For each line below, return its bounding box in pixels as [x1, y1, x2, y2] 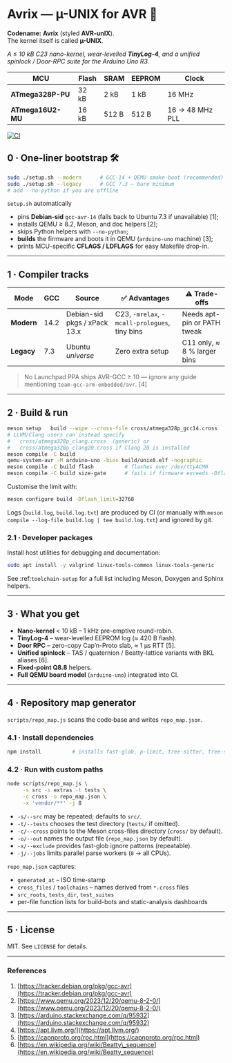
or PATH [193, 318, 221, 327]
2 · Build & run [7, 407, 68, 419]
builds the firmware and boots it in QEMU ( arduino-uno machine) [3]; [17, 235, 213, 243]
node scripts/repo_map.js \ [7, 781, 88, 787]
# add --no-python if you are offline [7, 186, 119, 194]
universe [66, 351, 95, 361]
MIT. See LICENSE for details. [7, 942, 88, 950]
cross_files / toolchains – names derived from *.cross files [17, 883, 189, 891]
